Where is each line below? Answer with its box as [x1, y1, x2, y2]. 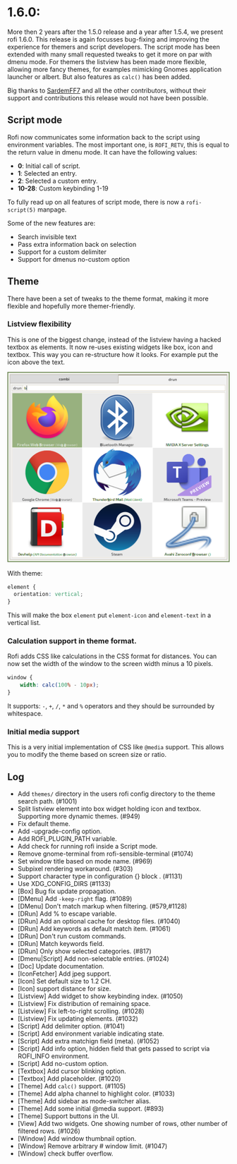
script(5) [7, 206, 37, 214]
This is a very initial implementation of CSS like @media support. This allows [7, 743, 224, 751]
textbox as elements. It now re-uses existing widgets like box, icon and [7, 343, 213, 351]
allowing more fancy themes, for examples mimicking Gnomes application [7, 65, 222, 73]
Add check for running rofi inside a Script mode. [17, 842, 158, 851]
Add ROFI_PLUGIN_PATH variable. [17, 835, 118, 843]
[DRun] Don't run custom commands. [17, 932, 126, 940]
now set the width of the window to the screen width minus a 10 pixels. [7, 660, 214, 668]
